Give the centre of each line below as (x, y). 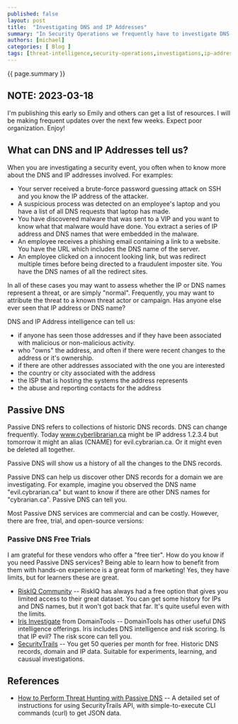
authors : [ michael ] (36, 40)
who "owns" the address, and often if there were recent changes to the (121, 350)
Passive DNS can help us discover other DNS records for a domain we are (115, 477)
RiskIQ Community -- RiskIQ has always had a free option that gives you (123, 591)
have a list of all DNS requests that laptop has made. (94, 211)
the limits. (32, 613)
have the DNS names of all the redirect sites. (83, 271)
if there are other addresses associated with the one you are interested (121, 365)
